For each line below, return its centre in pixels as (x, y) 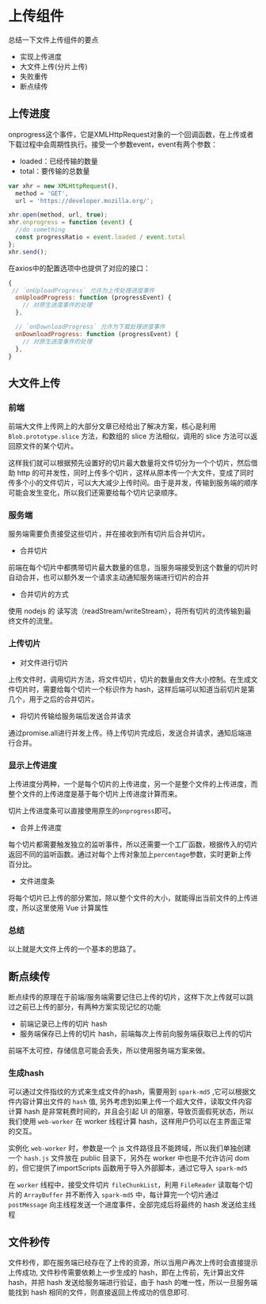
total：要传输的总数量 (55, 170)
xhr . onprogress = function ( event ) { (70, 223)
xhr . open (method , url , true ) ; (58, 215)
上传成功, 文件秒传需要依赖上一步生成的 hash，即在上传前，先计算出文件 (127, 1272)
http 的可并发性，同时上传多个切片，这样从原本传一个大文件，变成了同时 (135, 473)
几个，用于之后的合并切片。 (53, 699)
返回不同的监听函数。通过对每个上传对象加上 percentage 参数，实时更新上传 (130, 854)
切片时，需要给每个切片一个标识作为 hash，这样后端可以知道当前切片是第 (135, 689)
